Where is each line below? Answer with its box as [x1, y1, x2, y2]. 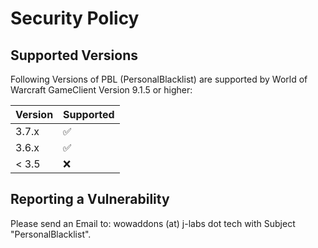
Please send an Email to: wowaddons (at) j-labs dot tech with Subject [10, 217, 296, 229]
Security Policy [10, 7, 140, 30]
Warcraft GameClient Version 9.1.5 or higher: [10, 84, 193, 96]
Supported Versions [10, 47, 138, 64]
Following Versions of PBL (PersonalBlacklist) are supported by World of [10, 73, 308, 85]
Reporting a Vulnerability [10, 191, 170, 208]
